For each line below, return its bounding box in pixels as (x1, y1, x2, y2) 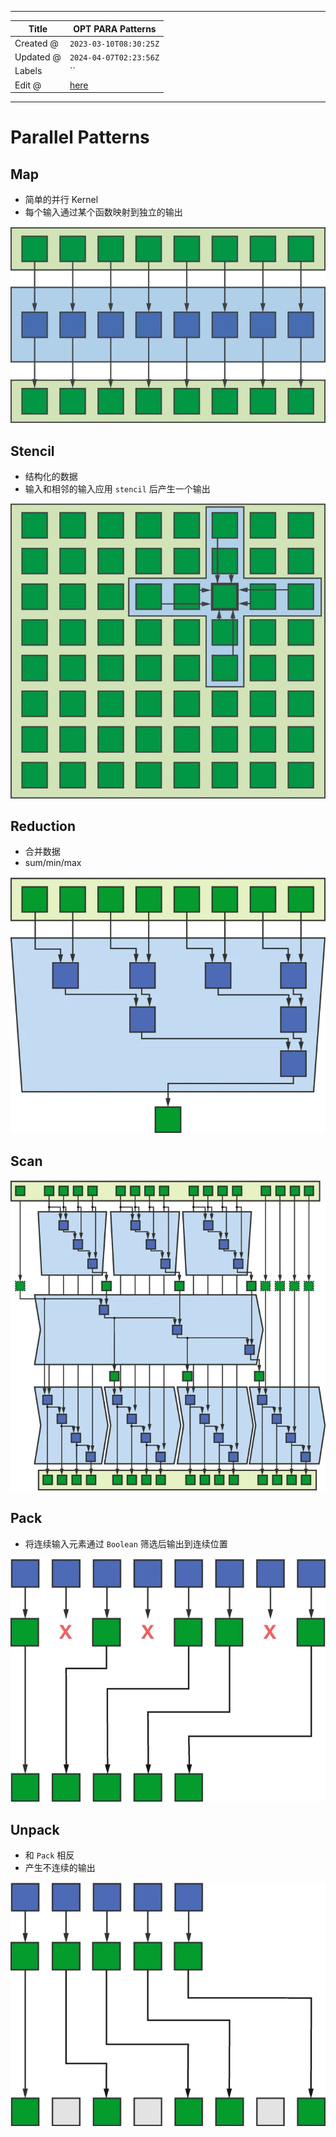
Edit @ (14, 79, 42, 91)
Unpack (10, 1821, 60, 1838)
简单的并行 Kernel (24, 194, 99, 205)
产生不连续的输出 (24, 1862, 96, 1874)
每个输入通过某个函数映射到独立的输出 (24, 206, 183, 218)
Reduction (10, 818, 77, 835)
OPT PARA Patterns (73, 22, 157, 35)
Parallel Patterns (10, 126, 150, 149)
